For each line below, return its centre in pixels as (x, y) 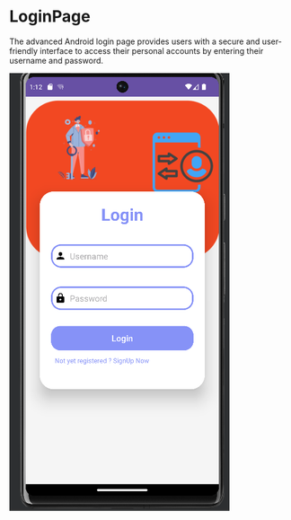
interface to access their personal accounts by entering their (152, 50)
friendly (24, 50)
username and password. (57, 60)
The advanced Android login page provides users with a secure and (135, 41)
